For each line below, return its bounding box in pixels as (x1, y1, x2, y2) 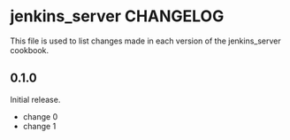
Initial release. (10, 94, 61, 105)
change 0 (22, 111, 58, 121)
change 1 (22, 121, 57, 131)
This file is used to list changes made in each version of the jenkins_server (10, 35, 281, 46)
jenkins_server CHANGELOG (10, 6, 225, 27)
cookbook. (10, 44, 50, 55)
